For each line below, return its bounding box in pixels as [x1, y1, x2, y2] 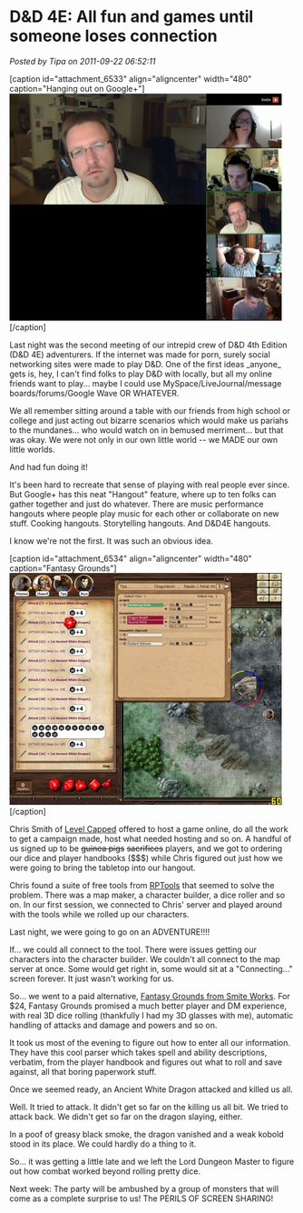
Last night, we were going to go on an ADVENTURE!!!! [9, 926, 210, 937]
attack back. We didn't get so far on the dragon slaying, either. [9, 1111, 243, 1122]
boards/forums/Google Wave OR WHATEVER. [9, 387, 180, 398]
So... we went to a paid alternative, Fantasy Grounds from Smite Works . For [9, 990, 290, 1001]
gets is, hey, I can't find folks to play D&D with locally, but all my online [9, 368, 272, 379]
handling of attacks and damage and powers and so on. [9, 1019, 218, 1030]
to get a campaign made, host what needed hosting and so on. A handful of [9, 833, 292, 844]
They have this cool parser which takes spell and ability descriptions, [9, 1047, 268, 1058]
